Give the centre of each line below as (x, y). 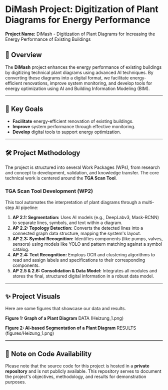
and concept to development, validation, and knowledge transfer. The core (82, 173)
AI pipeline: (27, 208)
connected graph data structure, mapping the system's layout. (77, 233)
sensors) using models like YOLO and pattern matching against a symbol (87, 244)
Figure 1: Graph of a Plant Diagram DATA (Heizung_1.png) (64, 318)
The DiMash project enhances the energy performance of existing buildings (83, 67)
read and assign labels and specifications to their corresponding (79, 260)
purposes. (16, 382)
